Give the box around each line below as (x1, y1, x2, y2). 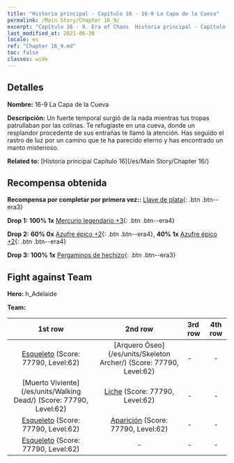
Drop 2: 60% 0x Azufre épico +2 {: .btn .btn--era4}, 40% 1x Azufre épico (7, 230, 218, 238)
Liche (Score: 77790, (104, 387, 175, 397)
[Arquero (114, 340, 143, 350)
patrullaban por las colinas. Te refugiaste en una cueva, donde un (7, 121, 195, 129)
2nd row (125, 324, 154, 334)
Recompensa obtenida (7, 177, 107, 189)
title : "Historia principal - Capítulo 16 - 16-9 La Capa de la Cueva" (7, 10, 219, 17)
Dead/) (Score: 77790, (13, 395, 88, 405)
